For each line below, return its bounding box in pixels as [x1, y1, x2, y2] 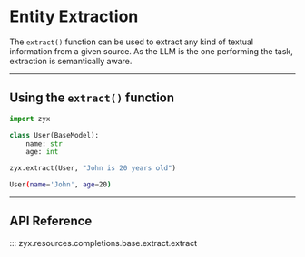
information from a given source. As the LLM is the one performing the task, [9, 45, 293, 56]
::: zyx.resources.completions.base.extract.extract [9, 237, 198, 248]
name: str [25, 138, 64, 148]
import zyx [9, 114, 51, 123]
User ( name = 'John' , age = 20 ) [9, 180, 112, 189]
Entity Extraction [9, 6, 139, 27]
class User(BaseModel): [9, 130, 100, 139]
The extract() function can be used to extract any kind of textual [9, 36, 254, 47]
